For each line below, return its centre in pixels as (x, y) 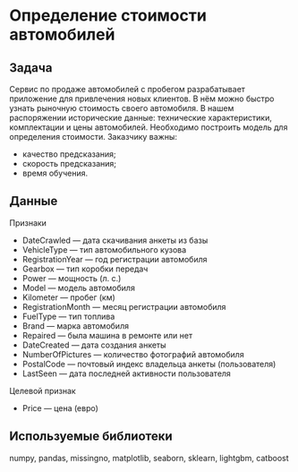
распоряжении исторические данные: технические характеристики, (141, 118)
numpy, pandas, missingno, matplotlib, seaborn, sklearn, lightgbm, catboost (149, 458)
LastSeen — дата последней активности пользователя (126, 373)
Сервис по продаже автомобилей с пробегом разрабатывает (128, 89)
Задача (31, 68)
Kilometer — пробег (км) (69, 297)
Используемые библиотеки (91, 437)
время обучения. (55, 173)
